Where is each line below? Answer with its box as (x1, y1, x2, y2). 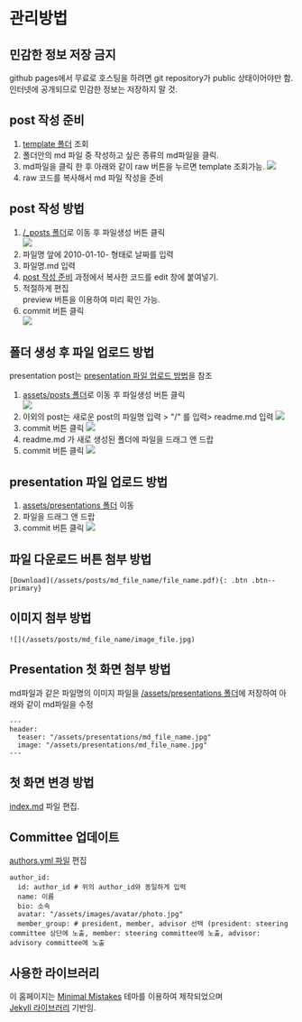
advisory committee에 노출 (9, 939, 105, 948)
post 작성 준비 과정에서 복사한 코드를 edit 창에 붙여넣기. (22, 272, 219, 282)
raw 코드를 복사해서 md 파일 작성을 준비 (22, 172, 164, 183)
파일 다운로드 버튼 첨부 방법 (9, 551, 151, 566)
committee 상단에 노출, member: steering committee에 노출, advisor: (9, 929, 261, 938)
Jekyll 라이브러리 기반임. (9, 1002, 96, 1013)
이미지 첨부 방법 (9, 611, 92, 626)
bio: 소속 (17, 902, 51, 911)
